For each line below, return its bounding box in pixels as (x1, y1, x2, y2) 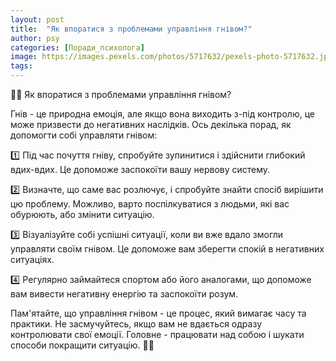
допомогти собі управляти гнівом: (10, 129, 158, 141)
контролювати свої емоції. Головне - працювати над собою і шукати (10, 329, 305, 340)
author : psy (10, 33, 60, 43)
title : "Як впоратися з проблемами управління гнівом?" (10, 24, 253, 34)
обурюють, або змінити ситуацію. (10, 209, 155, 220)
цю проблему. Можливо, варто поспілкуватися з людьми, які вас (10, 198, 290, 210)
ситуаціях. (10, 254, 55, 265)
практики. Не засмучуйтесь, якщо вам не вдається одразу (10, 318, 262, 330)
